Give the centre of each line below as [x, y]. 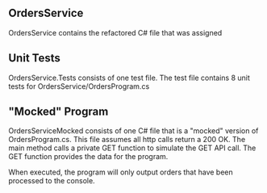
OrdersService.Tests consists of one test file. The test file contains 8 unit [129, 78]
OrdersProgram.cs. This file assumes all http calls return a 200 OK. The [127, 140]
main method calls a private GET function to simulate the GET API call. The [132, 148]
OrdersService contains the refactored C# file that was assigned [115, 32]
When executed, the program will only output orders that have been [121, 172]
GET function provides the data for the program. [88, 157]
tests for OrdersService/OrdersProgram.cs [79, 86]
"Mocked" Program [58, 112]
